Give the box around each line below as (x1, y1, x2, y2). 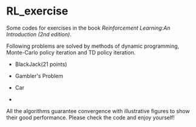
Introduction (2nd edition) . (6, 30, 71, 37)
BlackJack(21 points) (15, 60, 68, 68)
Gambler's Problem (15, 72, 64, 79)
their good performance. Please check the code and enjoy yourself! (6, 114, 175, 121)
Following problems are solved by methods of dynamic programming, (6, 42, 180, 50)
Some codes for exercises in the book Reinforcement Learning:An (6, 24, 171, 31)
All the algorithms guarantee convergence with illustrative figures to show (6, 107, 190, 114)
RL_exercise (6, 4, 68, 18)
